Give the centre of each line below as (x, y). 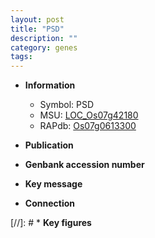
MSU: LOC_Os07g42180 (89, 115)
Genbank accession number (84, 165)
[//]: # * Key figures (51, 223)
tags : (21, 57)
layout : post (37, 19)
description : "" (44, 38)
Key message (53, 184)
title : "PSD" (37, 29)
